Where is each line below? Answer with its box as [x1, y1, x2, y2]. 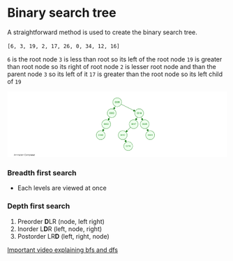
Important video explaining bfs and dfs [7, 246, 119, 254]
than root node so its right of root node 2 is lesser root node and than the [7, 62, 216, 70]
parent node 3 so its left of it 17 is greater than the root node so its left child [7, 70, 223, 78]
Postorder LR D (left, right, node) [17, 232, 110, 240]
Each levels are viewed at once [17, 184, 107, 193]
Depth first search [7, 201, 70, 211]
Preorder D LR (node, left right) [17, 217, 105, 225]
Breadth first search [7, 168, 77, 178]
